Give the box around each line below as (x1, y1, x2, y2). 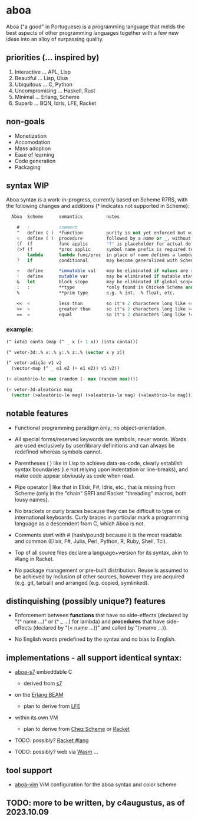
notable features (6, 409, 69, 419)
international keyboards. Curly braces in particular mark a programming (14, 514, 189, 521)
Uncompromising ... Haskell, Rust (14, 87, 95, 94)
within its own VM (14, 714, 58, 721)
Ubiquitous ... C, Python (14, 81, 72, 88)
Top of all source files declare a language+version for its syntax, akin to (14, 549, 189, 556)
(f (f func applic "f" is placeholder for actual (16, 241, 183, 247)
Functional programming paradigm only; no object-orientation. (14, 424, 166, 431)
